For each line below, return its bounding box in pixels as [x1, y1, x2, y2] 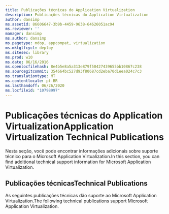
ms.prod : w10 [5, 54, 33, 60]
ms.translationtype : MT [5, 74, 56, 79]
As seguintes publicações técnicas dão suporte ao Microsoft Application [5, 193, 157, 199]
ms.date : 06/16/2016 [5, 59, 49, 65]
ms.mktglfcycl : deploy [5, 45, 53, 50]
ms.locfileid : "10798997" [5, 87, 60, 93]
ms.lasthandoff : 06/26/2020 [5, 83, 65, 88]
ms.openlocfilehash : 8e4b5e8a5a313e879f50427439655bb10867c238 [5, 64, 142, 69]
